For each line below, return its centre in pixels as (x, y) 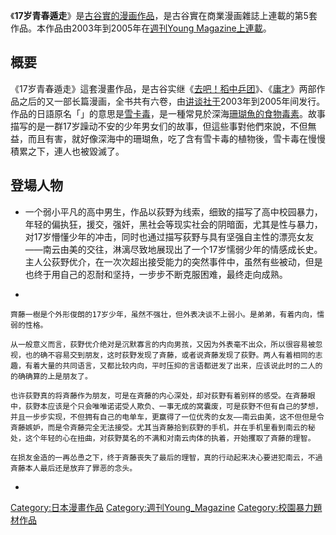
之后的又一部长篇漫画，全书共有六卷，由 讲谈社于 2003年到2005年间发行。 (172, 101)
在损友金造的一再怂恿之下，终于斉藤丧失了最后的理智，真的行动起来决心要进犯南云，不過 (166, 457)
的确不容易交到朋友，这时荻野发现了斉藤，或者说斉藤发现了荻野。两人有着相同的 (174, 355)
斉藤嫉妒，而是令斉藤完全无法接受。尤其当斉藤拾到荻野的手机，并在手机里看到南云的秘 (163, 427)
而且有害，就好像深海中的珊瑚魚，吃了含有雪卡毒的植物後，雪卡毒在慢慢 (176, 138)
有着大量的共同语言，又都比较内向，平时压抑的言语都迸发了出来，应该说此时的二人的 (173, 365)
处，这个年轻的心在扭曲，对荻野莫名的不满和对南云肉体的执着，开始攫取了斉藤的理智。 (163, 438)
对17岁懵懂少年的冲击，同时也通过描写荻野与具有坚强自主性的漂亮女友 (169, 236)
